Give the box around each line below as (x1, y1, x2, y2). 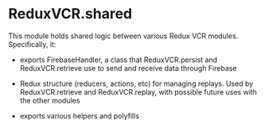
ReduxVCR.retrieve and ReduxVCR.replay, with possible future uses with (19, 87, 257, 96)
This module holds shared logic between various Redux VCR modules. (8, 31, 239, 41)
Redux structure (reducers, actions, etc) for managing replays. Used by (19, 79, 254, 88)
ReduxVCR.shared (8, 5, 133, 23)
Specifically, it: (8, 39, 57, 48)
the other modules (19, 95, 80, 105)
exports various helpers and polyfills (19, 111, 140, 120)
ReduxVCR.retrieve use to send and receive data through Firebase (19, 63, 237, 72)
